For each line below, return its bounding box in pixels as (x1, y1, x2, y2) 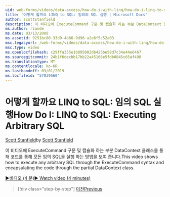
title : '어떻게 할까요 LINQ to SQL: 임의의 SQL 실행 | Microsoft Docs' (5, 12, 148, 17)
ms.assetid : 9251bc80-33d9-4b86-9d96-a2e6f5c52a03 (5, 36, 114, 41)
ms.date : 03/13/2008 (5, 31, 49, 36)
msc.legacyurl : (5, 40, 37, 45)
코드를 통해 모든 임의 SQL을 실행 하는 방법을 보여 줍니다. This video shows (10, 154, 158, 160)
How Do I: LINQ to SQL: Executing (13, 109, 157, 121)
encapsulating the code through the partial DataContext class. (5, 165, 135, 171)
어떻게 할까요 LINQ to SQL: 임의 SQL (5, 96, 151, 108)
